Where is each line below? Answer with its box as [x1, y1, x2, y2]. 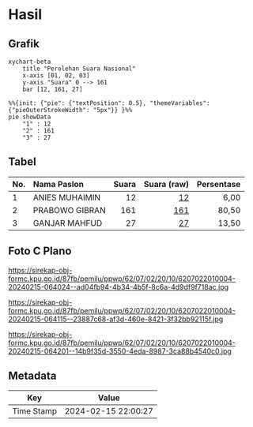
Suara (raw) [143, 178, 190, 189]
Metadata [8, 369, 57, 383]
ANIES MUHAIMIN [32, 192, 101, 203]
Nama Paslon [32, 178, 85, 189]
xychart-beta [8, 58, 51, 66]
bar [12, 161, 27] [22, 85, 83, 93]
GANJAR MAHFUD [32, 217, 103, 228]
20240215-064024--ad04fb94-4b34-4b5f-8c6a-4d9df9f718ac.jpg [8, 282, 229, 291]
